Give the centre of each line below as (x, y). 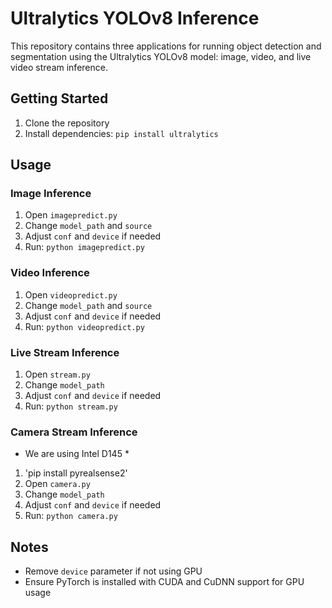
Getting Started (59, 98)
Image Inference (51, 194)
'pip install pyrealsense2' (76, 473)
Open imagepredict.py (71, 215)
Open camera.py (57, 484)
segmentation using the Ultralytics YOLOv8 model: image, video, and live (161, 56)
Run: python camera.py (71, 516)
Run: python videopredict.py (84, 326)
